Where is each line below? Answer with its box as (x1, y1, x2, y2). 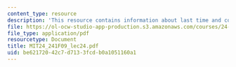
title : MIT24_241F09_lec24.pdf (7, 43, 99, 50)
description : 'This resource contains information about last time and (7, 17, 221, 24)
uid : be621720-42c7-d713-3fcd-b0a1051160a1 (7, 50, 137, 57)
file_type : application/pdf (7, 29, 90, 37)
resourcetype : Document (7, 36, 77, 43)
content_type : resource (7, 10, 77, 17)
